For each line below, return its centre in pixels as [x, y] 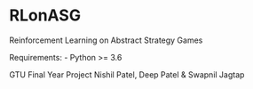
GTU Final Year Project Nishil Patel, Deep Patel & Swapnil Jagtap [127, 74]
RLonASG [45, 16]
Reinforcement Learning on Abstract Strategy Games [106, 40]
